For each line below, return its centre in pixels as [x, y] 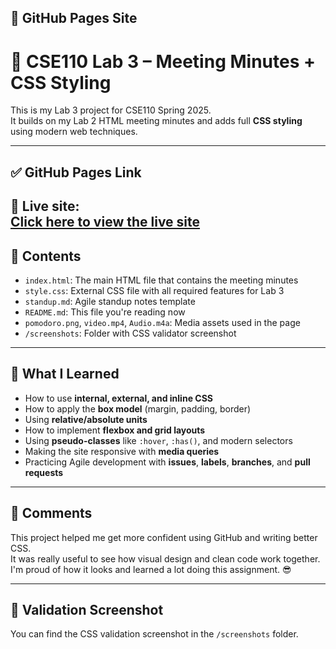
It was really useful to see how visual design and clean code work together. [165, 558]
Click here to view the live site [105, 222]
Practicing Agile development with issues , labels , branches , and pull [167, 462]
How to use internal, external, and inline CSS [118, 398]
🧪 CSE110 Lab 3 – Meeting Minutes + [163, 61]
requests [44, 472]
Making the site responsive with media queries [122, 451]
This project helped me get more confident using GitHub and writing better [164, 537]
